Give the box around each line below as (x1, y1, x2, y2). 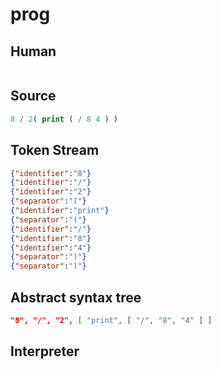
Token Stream (10, 142, 100, 159)
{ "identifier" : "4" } (10, 243, 92, 253)
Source (10, 88, 57, 105)
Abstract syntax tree (10, 289, 142, 306)
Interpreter (10, 343, 80, 360)
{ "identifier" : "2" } (10, 187, 92, 197)
